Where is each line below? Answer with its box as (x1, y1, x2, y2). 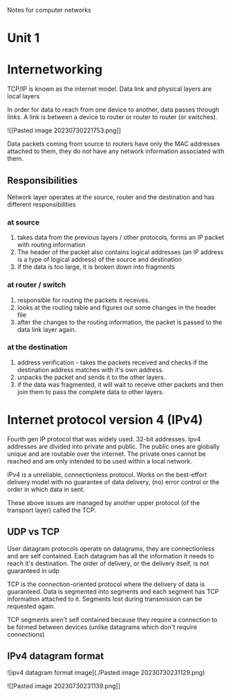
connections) (7, 630, 45, 638)
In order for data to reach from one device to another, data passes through (7, 105, 220, 114)
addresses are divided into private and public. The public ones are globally (7, 442, 220, 450)
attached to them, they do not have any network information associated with (7, 147, 225, 155)
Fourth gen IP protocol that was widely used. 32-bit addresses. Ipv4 (7, 434, 201, 443)
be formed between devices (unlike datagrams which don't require (7, 623, 197, 631)
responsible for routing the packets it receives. (17, 296, 150, 304)
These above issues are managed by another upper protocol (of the (7, 498, 201, 506)
